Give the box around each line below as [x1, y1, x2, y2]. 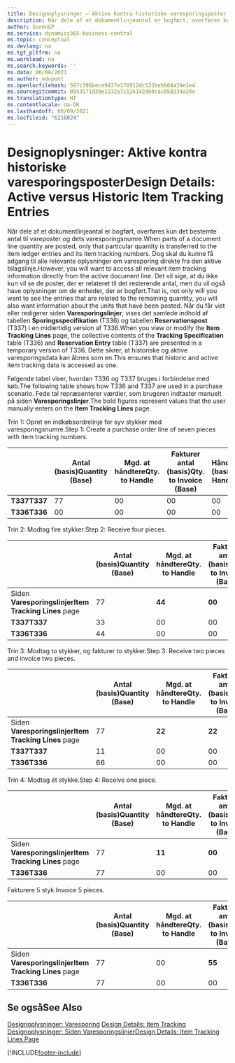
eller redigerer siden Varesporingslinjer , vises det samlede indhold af [7, 308, 208, 317]
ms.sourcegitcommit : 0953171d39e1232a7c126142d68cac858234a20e [7, 88, 196, 95]
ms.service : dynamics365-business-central [7, 29, 133, 37]
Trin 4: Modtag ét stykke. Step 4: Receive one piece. [7, 776, 157, 784]
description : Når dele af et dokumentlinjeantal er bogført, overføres [7, 17, 220, 24]
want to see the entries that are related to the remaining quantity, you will [7, 294, 218, 302]
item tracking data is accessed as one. [7, 361, 118, 369]
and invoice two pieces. [7, 654, 76, 662]
